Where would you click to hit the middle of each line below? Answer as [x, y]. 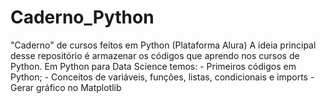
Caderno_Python [82, 17]
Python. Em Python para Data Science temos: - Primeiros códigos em [153, 66]
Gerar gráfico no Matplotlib [66, 87]
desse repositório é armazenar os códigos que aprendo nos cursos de [155, 55]
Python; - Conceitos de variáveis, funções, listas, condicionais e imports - [162, 77]
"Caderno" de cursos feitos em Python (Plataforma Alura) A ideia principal [163, 45]
